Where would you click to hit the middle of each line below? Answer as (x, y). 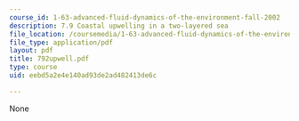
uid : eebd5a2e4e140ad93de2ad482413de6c (83, 76)
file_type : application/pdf (61, 42)
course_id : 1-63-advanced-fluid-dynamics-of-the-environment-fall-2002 (145, 17)
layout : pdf (31, 51)
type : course (33, 68)
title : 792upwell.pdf (49, 59)
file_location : (37, 34)
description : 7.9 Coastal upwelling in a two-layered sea (119, 26)
